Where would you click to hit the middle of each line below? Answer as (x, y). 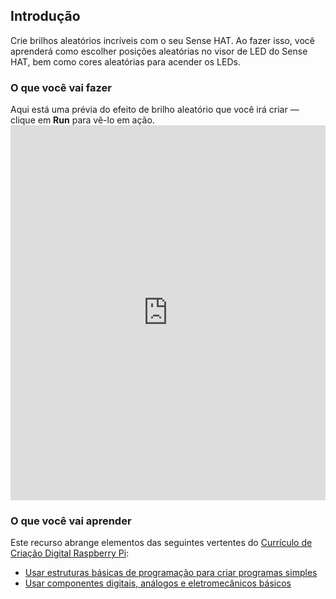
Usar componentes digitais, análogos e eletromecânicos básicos (158, 583)
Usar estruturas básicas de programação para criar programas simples (171, 573)
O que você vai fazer (61, 87)
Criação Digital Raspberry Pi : (70, 553)
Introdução (45, 16)
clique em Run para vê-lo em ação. (82, 120)
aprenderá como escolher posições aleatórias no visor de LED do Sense (159, 51)
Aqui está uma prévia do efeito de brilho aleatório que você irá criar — (155, 110)
